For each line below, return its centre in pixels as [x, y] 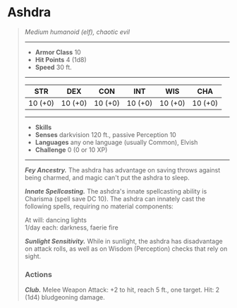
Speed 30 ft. [53, 67]
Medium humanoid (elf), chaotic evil [77, 32]
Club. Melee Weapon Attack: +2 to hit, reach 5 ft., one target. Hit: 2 [122, 290]
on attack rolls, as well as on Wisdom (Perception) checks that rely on [126, 249]
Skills [43, 127]
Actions [38, 274]
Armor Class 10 [58, 52]
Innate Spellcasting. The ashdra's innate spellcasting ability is [116, 191]
